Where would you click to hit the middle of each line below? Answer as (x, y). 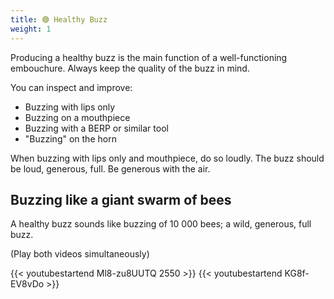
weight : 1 (31, 29)
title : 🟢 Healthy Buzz (59, 19)
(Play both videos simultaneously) (80, 254)
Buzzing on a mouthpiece (77, 117)
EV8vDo (27, 284)
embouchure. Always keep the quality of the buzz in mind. (130, 68)
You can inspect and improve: (71, 87)
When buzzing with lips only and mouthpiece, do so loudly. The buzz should (167, 158)
